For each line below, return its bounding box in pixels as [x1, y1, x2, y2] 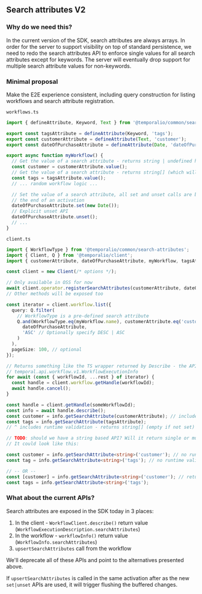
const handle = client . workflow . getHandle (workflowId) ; [11, 380, 155, 386]
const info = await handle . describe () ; [6, 407, 106, 414]
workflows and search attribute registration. [6, 97, 115, 104]
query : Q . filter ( [11, 307, 55, 313]
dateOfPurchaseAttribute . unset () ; [11, 214, 98, 220]
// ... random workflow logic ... [11, 180, 98, 186]
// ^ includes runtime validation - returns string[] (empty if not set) [6, 425, 195, 431]
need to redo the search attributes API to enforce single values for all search [6, 49, 195, 57]
